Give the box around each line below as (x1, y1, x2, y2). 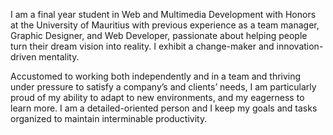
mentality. (38, 51, 80, 63)
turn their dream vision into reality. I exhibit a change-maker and (10, 40, 275, 52)
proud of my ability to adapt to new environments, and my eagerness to (10, 92, 305, 103)
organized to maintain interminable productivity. (10, 113, 208, 124)
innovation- (276, 40, 324, 52)
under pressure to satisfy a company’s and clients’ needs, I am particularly (10, 81, 317, 93)
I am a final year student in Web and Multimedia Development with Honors (10, 9, 317, 20)
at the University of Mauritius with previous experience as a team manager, (10, 19, 320, 31)
